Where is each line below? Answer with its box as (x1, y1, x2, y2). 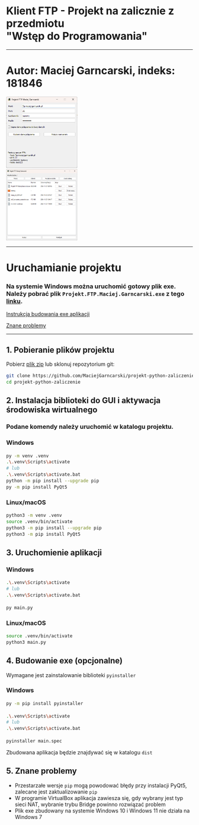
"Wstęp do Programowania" (6, 30, 148, 43)
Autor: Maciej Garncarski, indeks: (6, 64, 176, 78)
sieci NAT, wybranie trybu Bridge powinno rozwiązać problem (14, 801, 166, 808)
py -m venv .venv (6, 453, 49, 459)
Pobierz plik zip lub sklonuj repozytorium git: (6, 361, 115, 368)
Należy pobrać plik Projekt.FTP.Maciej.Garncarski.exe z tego (6, 289, 185, 298)
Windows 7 (14, 813, 43, 820)
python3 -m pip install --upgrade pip (6, 524, 102, 531)
